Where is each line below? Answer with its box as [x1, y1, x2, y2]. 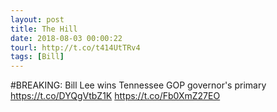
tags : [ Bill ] [10, 52, 65, 62]
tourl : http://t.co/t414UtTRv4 [10, 42, 141, 53]
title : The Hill [10, 24, 78, 34]
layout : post [10, 14, 65, 25]
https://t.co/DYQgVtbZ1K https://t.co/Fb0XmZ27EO [10, 90, 221, 102]
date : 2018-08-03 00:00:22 [10, 33, 123, 43]
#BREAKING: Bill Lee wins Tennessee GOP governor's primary [10, 79, 267, 91]
